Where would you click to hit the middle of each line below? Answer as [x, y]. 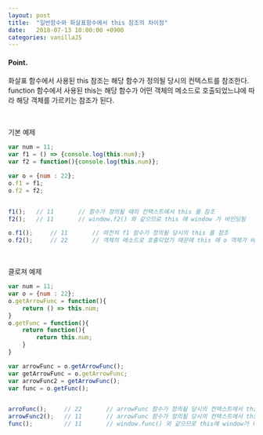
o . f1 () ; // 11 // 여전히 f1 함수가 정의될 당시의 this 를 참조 [119, 233]
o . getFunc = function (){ [49, 323]
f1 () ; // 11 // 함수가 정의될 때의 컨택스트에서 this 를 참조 [112, 212]
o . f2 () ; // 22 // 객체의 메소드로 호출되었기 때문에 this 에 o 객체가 [128, 240]
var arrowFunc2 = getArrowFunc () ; [65, 381]
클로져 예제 [25, 272]
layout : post [29, 15]
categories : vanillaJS [45, 37]
